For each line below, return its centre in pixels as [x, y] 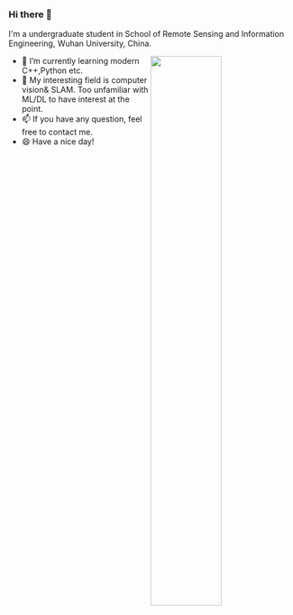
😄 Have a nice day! [58, 142]
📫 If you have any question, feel [82, 119]
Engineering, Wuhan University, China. [80, 43]
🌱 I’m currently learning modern [80, 61]
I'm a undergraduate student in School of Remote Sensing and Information [146, 34]
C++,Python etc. [52, 70]
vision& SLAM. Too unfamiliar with [85, 90]
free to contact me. [57, 132]
